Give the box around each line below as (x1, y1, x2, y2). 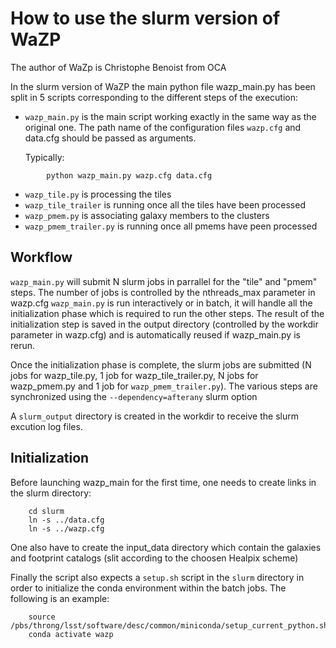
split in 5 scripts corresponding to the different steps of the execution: (10, 91, 299, 103)
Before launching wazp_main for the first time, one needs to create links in (10, 476, 317, 488)
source (28, 612, 56, 622)
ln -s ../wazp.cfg (28, 523, 105, 534)
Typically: (24, 151, 65, 163)
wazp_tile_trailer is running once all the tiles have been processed (24, 198, 306, 211)
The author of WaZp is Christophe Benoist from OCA (10, 61, 227, 73)
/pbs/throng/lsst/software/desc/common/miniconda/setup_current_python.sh (10, 620, 329, 631)
